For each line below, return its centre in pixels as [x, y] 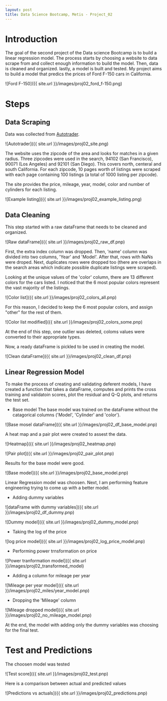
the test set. [17, 400]
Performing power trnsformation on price [55, 551]
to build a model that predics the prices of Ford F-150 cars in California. [79, 74]
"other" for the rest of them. [34, 313]
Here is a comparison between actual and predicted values [66, 683]
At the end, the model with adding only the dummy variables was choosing [82, 625]
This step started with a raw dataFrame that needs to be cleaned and [76, 227]
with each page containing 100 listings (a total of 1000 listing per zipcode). [82, 175]
